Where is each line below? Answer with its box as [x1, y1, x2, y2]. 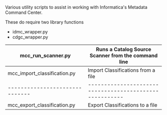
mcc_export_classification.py [7, 102, 76, 109]
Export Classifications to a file [87, 102, 158, 109]
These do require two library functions [5, 19, 84, 25]
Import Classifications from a [87, 67, 156, 74]
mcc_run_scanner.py [19, 52, 71, 59]
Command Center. [5, 9, 43, 15]
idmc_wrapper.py [12, 29, 48, 34]
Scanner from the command [89, 52, 158, 59]
